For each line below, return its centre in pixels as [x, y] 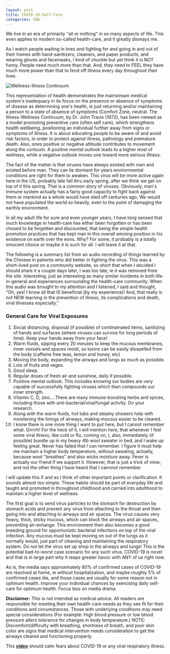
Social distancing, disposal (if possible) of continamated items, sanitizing [89, 327]
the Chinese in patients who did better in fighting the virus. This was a [79, 260]
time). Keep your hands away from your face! [60, 338]
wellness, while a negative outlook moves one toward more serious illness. [83, 155]
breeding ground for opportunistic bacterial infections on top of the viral [81, 530]
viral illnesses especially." [32, 303]
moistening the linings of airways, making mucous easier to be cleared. [87, 419]
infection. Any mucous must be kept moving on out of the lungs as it [77, 535]
